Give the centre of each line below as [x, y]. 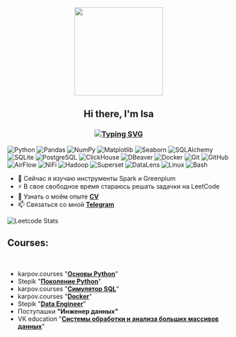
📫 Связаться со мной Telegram [66, 204]
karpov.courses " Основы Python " [68, 273]
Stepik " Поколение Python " [59, 281]
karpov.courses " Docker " [55, 296]
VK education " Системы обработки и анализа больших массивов [118, 319]
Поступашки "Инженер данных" [68, 311]
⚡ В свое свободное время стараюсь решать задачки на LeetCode [119, 186]
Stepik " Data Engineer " [52, 304]
